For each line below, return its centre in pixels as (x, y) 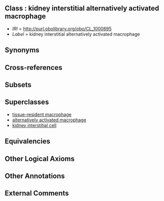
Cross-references (34, 68)
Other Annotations (35, 176)
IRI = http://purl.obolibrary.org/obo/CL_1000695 (62, 29)
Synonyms (22, 50)
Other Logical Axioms (40, 158)
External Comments (37, 193)
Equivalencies (27, 142)
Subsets (18, 84)
